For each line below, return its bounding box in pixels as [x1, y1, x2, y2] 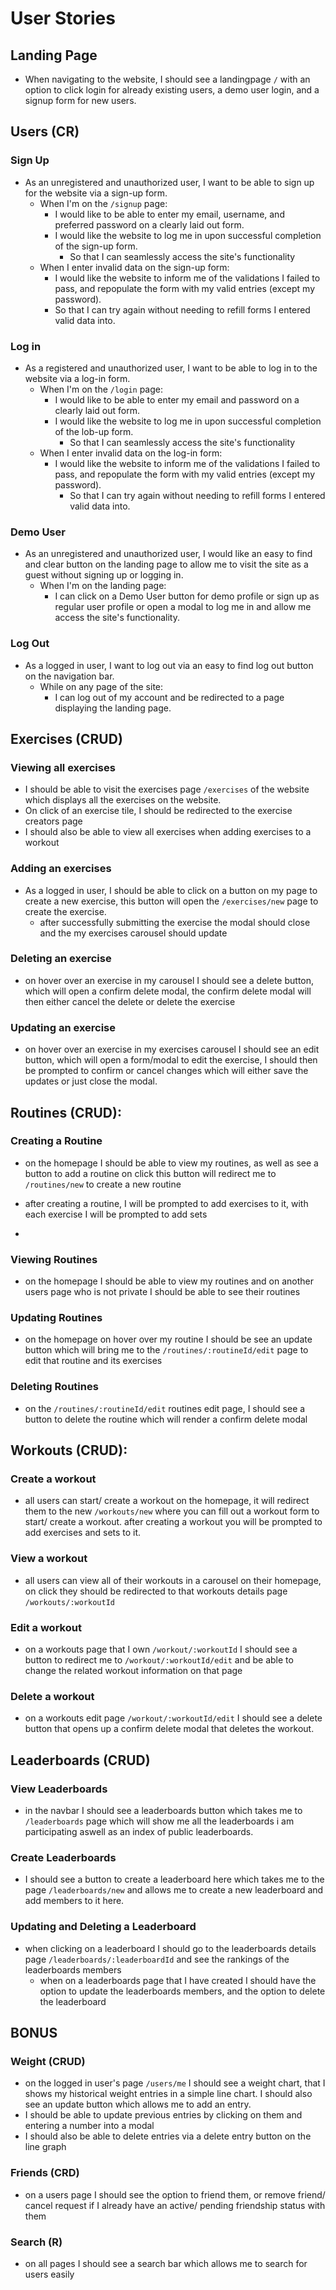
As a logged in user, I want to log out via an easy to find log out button [24, 659, 314, 671]
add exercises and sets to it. [24, 1527, 142, 1539]
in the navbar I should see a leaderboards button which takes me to [24, 1805, 303, 1816]
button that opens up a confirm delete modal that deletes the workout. [24, 1723, 315, 1735]
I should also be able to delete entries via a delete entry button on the [24, 2130, 312, 2142]
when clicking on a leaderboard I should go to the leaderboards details [24, 1942, 317, 1954]
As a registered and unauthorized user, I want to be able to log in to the [24, 362, 318, 374]
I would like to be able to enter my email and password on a [54, 393, 300, 406]
